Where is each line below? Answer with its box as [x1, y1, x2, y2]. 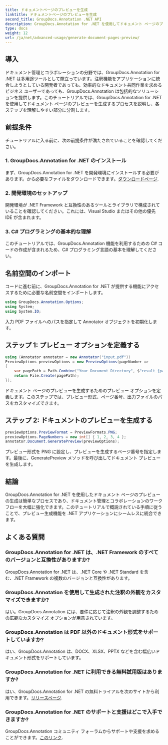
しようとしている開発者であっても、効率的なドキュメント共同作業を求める [9, 82, 162, 88]
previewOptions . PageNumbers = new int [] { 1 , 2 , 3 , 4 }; [5, 434, 126, 439]
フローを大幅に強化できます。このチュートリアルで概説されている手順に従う [5, 504, 162, 510]
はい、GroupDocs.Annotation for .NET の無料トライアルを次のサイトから [5, 688, 155, 694]
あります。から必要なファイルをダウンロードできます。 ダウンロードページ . [5, 176, 159, 182]
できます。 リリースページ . [9, 694, 62, 700]
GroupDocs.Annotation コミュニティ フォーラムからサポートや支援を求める [5, 728, 160, 734]
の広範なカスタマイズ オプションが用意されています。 [5, 615, 115, 621]
